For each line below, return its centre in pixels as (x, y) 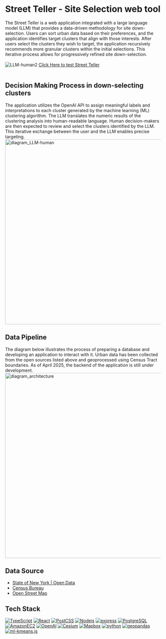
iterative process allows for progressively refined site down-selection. (76, 54)
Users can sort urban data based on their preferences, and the (90, 33)
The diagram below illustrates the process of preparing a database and (77, 349)
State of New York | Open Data (43, 583)
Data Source (24, 571)
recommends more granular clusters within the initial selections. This (75, 49)
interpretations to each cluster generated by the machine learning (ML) (77, 110)
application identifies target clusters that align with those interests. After (78, 39)
